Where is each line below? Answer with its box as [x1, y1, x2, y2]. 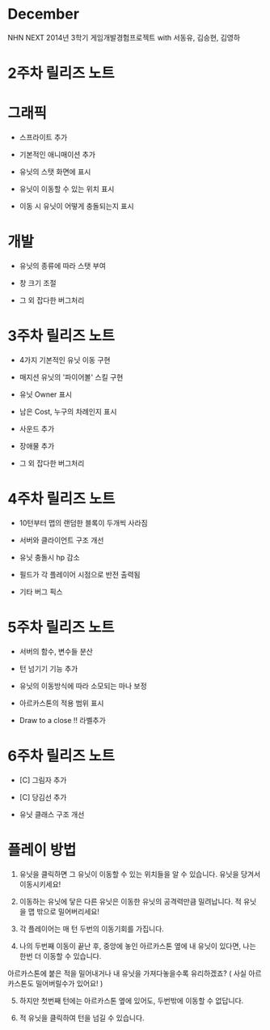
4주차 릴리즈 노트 [7, 490, 116, 509]
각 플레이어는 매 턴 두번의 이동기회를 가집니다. [19, 924, 165, 934]
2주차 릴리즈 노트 [7, 64, 115, 83]
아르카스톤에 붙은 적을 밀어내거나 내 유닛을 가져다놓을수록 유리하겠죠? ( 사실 [7, 968, 247, 978]
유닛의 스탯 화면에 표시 [19, 167, 91, 177]
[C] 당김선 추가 [19, 792, 67, 802]
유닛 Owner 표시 [19, 389, 73, 399]
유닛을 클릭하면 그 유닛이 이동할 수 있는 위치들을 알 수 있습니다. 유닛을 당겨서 [19, 869, 261, 879]
